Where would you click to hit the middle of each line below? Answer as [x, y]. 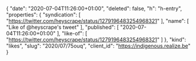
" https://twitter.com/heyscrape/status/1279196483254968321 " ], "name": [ [98, 21]
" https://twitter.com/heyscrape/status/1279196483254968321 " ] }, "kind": [96, 40]
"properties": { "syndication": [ [44, 15]
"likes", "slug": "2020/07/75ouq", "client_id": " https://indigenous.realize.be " [98, 46]
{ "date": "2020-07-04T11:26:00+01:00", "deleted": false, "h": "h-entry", [94, 9]
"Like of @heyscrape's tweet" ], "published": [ [63, 27]
